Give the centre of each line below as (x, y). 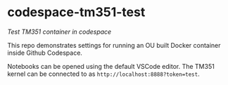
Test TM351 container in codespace (59, 32)
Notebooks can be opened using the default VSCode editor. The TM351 (111, 66)
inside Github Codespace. (45, 53)
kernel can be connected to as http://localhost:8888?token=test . (103, 74)
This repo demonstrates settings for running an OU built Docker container (114, 45)
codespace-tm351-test (76, 12)
